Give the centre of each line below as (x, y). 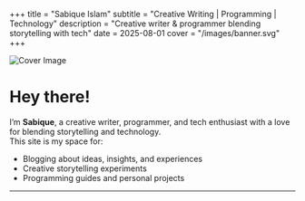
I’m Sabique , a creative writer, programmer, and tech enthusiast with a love (150, 121)
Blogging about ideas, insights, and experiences (112, 158)
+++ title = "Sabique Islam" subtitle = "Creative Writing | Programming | (143, 14)
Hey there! (50, 97)
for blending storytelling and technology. (85, 131)
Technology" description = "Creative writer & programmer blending (135, 24)
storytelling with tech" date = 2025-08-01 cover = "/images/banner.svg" (144, 33)
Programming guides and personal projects (103, 177)
